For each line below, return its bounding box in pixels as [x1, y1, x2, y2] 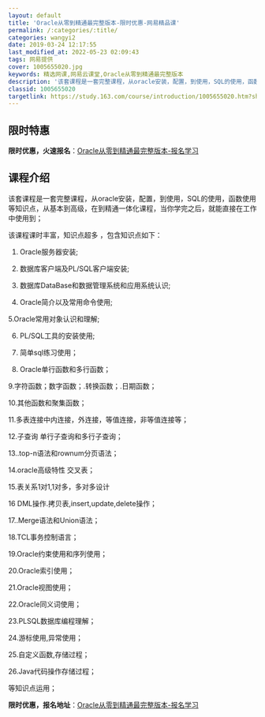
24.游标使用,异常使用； [8, 633, 83, 642]
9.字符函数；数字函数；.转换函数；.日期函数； [8, 381, 157, 391]
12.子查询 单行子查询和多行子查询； [8, 431, 124, 441]
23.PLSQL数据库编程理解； [8, 616, 96, 625]
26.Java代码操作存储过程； [8, 666, 97, 676]
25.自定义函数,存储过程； [8, 649, 90, 659]
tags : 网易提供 [8, 56, 54, 64]
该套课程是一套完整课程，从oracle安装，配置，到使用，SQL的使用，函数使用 [8, 193, 256, 203]
